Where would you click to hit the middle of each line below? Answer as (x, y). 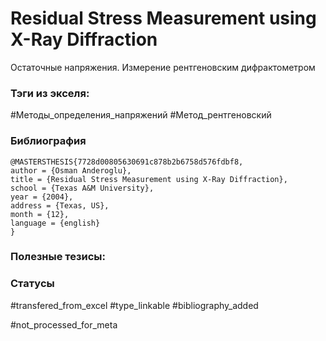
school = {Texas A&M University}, (82, 188)
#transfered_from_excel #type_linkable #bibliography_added (134, 305)
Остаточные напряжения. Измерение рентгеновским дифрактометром (163, 67)
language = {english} (55, 223)
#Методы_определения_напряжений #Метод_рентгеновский (141, 115)
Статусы (32, 284)
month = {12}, (40, 214)
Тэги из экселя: (50, 93)
